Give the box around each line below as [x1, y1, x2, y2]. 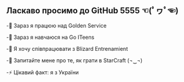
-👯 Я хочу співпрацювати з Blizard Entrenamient [6, 45, 128, 52]
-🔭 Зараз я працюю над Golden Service [6, 22, 107, 29]
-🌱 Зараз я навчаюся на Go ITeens [6, 34, 95, 41]
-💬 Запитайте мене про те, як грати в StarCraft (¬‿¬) [6, 56, 143, 64]
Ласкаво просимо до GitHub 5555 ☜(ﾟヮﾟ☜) [6, 5, 179, 16]
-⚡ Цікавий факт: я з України [6, 68, 79, 76]
